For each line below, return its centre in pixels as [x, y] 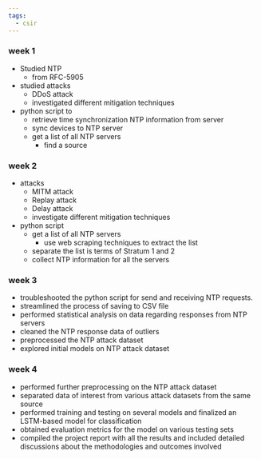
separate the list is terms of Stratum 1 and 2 [103, 251]
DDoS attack [52, 94]
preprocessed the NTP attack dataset [81, 340]
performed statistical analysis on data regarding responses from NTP [133, 315]
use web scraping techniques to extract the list [121, 243]
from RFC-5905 [57, 77]
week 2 [23, 166]
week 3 [23, 281]
